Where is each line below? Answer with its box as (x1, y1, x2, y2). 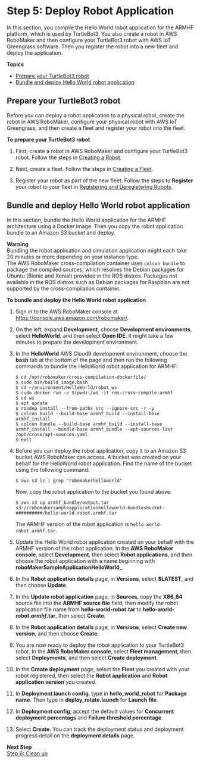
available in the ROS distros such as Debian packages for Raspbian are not (7, 278, 190, 285)
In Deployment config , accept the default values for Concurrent (15, 708, 174, 715)
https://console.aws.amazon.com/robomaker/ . (15, 314, 129, 321)
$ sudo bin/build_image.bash (15, 379, 88, 385)
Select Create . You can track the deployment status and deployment (15, 725, 184, 733)
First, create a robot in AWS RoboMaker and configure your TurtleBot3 (15, 147, 188, 154)
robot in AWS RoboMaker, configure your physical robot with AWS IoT (7, 118, 178, 125)
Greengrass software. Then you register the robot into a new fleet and (7, 43, 179, 50)
